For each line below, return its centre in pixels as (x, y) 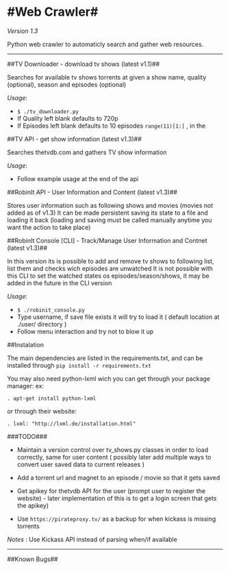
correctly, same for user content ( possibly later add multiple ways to (114, 457)
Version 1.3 (23, 31)
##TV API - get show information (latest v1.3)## (75, 139)
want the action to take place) (49, 227)
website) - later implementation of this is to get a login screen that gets (117, 498)
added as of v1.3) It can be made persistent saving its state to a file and (108, 213)
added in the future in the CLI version (60, 283)
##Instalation (26, 344)
